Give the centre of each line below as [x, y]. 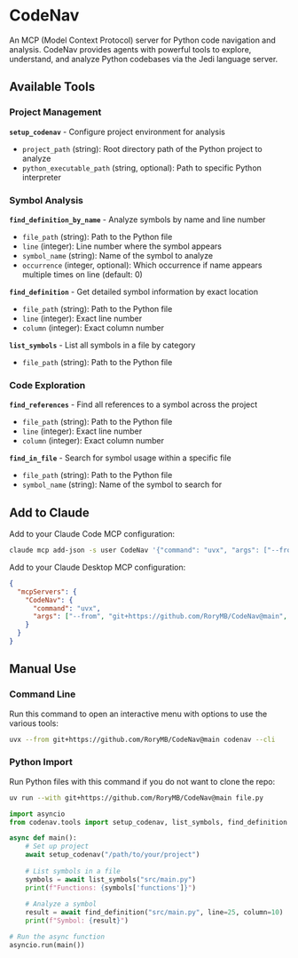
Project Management [55, 112]
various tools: [34, 723]
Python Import [41, 762]
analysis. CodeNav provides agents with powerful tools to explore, [130, 49]
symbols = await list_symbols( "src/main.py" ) [111, 879]
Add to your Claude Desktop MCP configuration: [98, 567]
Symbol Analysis [47, 200]
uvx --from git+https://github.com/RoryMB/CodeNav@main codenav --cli [142, 739]
